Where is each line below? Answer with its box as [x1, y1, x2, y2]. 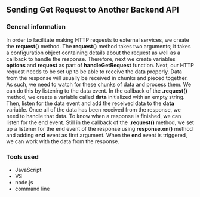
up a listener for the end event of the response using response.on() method [6, 125, 193, 132]
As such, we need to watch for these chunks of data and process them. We [6, 81, 192, 88]
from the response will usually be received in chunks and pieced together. [6, 74, 188, 81]
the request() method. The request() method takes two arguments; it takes [6, 42, 191, 50]
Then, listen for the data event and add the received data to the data [6, 100, 174, 107]
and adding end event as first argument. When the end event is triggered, [6, 131, 187, 138]
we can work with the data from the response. [6, 137, 119, 145]
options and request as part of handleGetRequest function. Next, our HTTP [6, 61, 195, 69]
